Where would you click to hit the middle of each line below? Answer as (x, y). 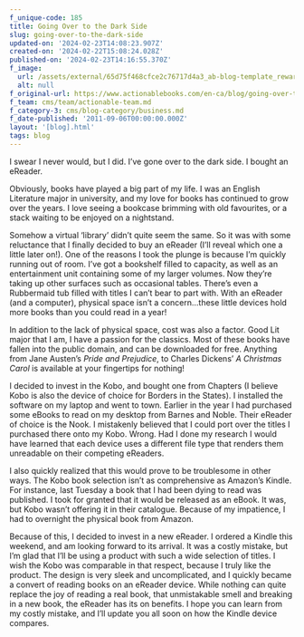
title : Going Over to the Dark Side (78, 26)
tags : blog (30, 136)
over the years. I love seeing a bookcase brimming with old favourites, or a (148, 208)
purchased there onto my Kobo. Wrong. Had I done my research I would (143, 434)
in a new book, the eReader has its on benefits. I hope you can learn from (146, 603)
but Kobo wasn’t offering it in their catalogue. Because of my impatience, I (147, 509)
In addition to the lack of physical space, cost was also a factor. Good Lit (145, 329)
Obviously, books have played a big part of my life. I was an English (135, 188)
